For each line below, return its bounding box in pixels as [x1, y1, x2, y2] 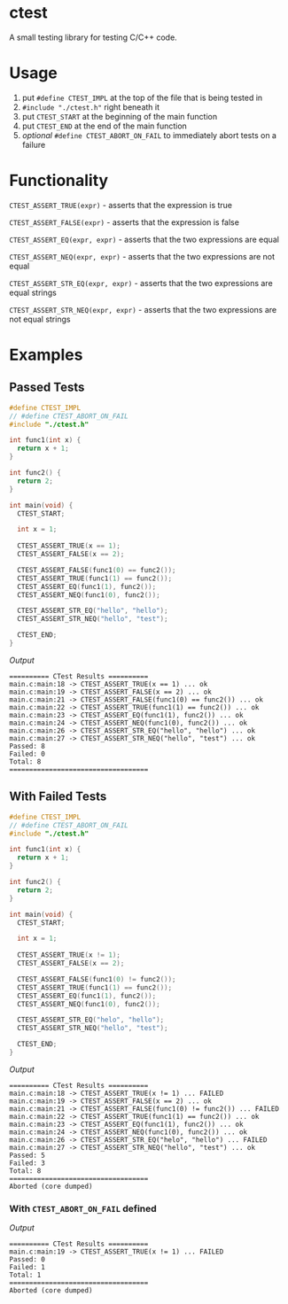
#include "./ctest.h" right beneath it [21, 101, 160, 113]
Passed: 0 [9, 1255, 46, 1264]
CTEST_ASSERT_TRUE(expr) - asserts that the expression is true [9, 199, 233, 210]
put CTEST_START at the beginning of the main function [21, 111, 218, 121]
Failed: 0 [9, 749, 46, 758]
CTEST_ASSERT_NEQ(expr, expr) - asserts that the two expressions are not [9, 251, 276, 261]
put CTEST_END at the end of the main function [21, 120, 188, 131]
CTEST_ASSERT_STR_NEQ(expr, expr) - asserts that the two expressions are [9, 304, 277, 314]
